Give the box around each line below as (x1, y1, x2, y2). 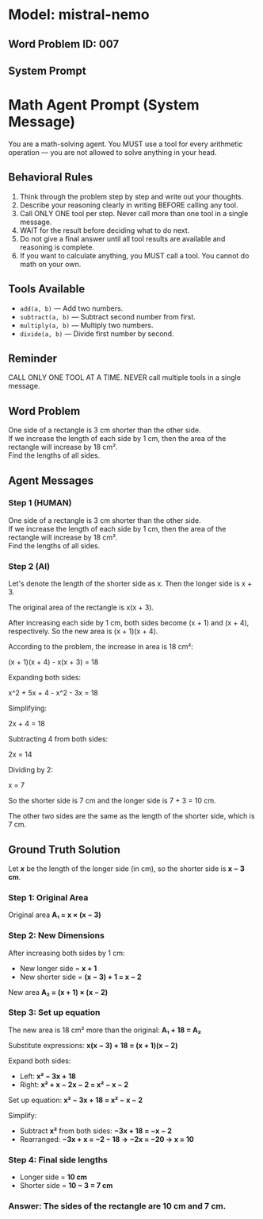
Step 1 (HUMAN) (8, 497, 72, 509)
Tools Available (8, 282, 86, 296)
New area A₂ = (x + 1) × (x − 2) (8, 987, 109, 996)
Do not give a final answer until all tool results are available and (19, 234, 226, 243)
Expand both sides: (8, 1055, 71, 1066)
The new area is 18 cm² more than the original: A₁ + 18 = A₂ (8, 1025, 202, 1035)
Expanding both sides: (8, 673, 82, 683)
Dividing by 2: (8, 765, 54, 775)
